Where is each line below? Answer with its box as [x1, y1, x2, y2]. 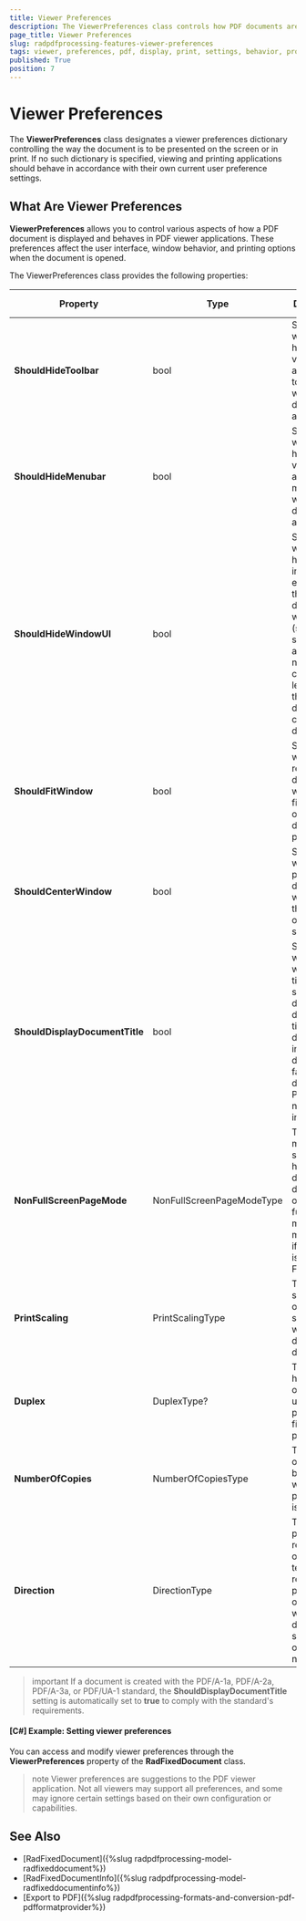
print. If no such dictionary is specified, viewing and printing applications [9, 152, 282, 164]
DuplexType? [152, 1395, 209, 1407]
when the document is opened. [9, 252, 127, 263]
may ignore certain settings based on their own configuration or [31, 1792, 271, 1803]
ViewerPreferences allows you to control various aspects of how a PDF [9, 223, 280, 234]
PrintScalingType [152, 1311, 226, 1324]
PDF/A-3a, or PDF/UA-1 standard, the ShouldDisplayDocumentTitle [31, 1685, 288, 1697]
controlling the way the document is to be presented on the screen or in [9, 143, 279, 154]
